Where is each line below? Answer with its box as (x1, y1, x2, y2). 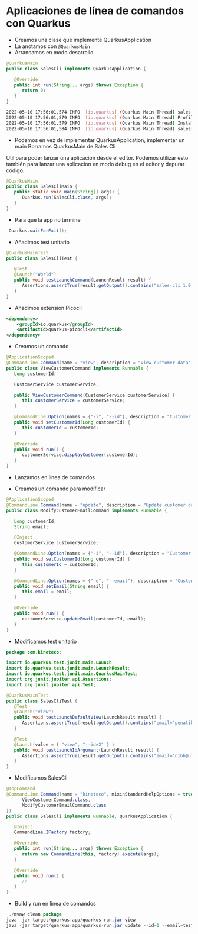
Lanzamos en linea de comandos (14, 474, 95, 481)
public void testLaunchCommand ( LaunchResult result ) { (14, 277, 151, 283)
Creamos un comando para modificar (14, 485, 106, 492)
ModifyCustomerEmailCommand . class (21, 802, 107, 808)
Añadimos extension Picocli (14, 304, 82, 311)
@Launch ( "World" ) (14, 272, 57, 277)
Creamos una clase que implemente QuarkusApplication (14, 36, 152, 43)
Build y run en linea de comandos (14, 900, 96, 907)
